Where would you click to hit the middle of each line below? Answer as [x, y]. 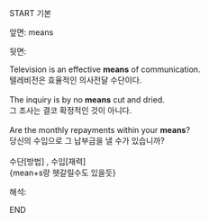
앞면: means [32, 32]
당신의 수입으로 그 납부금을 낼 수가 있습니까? [87, 141]
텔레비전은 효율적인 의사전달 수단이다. [76, 80]
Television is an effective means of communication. [105, 69]
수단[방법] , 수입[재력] [48, 161]
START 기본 [31, 13]
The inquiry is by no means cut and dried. [87, 100]
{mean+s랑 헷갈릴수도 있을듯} [63, 173]
